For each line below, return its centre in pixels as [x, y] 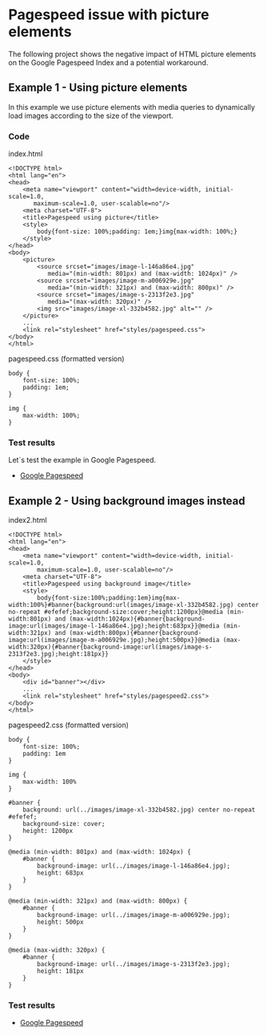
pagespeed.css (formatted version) [67, 359]
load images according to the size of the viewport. [91, 115]
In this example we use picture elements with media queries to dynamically [132, 107]
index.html [26, 154]
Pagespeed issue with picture [109, 15]
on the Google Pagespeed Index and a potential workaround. [108, 63]
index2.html [28, 520]
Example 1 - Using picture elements [98, 88]
